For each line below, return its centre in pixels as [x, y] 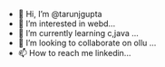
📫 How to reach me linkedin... [74, 53]
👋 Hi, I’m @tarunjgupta [60, 14]
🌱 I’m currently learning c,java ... [78, 33]
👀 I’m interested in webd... [67, 24]
